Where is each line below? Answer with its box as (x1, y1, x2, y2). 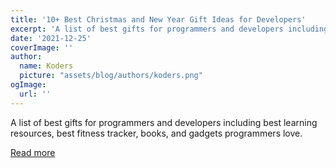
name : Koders (19, 61, 74, 71)
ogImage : (10, 80, 47, 90)
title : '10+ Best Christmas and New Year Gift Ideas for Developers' (10, 14, 307, 25)
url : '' (19, 89, 52, 99)
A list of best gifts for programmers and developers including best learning (10, 116, 318, 128)
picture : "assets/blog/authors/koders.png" (19, 71, 203, 81)
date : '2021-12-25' (10, 33, 92, 43)
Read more (10, 146, 56, 158)
